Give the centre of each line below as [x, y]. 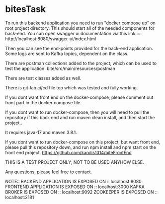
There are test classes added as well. [43, 78]
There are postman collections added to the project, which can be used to [81, 63]
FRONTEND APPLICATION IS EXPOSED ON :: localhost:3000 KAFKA [75, 187]
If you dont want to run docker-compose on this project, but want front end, [83, 142]
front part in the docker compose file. [43, 102]
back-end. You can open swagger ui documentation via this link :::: [73, 33]
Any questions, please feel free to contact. [49, 172]
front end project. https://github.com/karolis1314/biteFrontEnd [68, 152]
